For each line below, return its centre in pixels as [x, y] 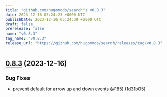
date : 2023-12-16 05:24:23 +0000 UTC [45, 15]
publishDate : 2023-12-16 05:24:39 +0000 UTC [53, 19]
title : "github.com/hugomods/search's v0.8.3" [55, 10]
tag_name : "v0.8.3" [26, 39]
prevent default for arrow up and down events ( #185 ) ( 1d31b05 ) [79, 89]
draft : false [19, 24]
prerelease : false [25, 29]
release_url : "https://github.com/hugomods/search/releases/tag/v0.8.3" [84, 43]
